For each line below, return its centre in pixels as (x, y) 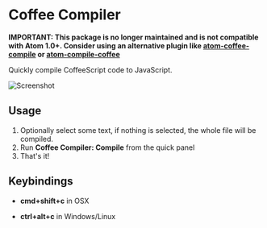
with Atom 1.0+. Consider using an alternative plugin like (105, 45)
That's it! (35, 155)
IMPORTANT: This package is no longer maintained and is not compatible (133, 37)
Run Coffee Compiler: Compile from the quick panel (107, 147)
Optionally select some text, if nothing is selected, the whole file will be (138, 130)
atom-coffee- (226, 45)
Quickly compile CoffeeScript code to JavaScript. (90, 69)
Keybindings (41, 182)
